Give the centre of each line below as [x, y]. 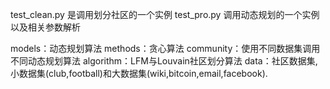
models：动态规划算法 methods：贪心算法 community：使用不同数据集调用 [165, 48]
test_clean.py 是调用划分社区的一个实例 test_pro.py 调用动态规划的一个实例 [165, 14]
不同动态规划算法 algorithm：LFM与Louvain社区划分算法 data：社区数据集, [164, 61]
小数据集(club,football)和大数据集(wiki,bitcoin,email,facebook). [139, 73]
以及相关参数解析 [45, 27]
